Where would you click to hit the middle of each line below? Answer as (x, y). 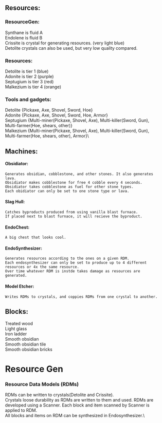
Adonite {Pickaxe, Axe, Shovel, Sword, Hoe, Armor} (56, 115)
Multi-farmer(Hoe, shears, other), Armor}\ (47, 136)
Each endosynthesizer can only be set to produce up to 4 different (76, 263)
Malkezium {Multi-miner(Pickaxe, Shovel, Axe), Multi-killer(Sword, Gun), (77, 131)
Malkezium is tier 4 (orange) (33, 87)
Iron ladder (16, 334)
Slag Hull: (15, 202)
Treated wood (19, 323)
